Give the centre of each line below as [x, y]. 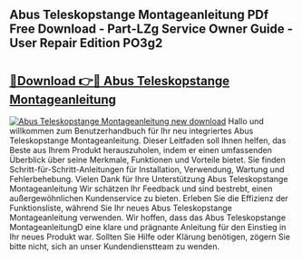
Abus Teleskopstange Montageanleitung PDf [139, 15]
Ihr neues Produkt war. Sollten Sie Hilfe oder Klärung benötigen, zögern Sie [150, 237]
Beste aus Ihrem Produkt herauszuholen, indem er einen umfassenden [141, 150]
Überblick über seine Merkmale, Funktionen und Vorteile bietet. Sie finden [147, 159]
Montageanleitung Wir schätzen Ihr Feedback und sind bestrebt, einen [141, 188]
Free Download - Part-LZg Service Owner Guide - [151, 29]
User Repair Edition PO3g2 [86, 43]
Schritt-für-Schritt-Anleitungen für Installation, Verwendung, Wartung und [147, 169]
